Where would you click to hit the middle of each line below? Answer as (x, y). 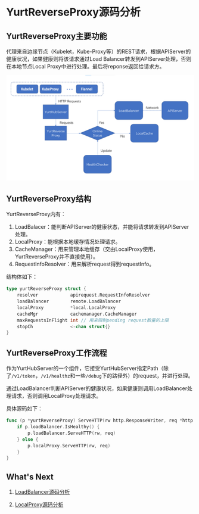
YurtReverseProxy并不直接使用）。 (56, 257)
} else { (28, 439)
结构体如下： (22, 277)
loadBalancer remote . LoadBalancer (69, 301)
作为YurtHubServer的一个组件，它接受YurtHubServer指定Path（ (85, 368)
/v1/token (24, 376)
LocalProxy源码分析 (39, 504)
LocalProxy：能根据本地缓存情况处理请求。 (68, 242)
